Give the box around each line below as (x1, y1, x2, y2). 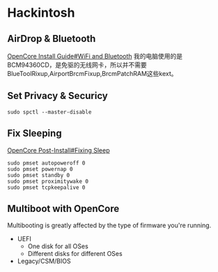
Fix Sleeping (7, 128, 62, 139)
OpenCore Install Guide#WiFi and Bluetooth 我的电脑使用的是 (7, 52, 183, 60)
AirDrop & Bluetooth (7, 33, 96, 45)
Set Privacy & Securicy (7, 90, 108, 102)
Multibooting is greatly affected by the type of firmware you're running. (7, 221, 212, 229)
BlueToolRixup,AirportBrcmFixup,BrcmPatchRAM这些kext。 (7, 70, 178, 77)
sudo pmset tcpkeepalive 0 (7, 183, 86, 191)
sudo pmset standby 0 (7, 172, 70, 179)
